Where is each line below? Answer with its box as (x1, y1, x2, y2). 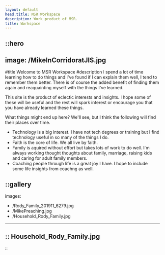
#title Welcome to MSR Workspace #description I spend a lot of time (5, 69, 143, 75)
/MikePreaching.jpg (12, 208, 52, 214)
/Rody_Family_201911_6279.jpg (12, 203, 74, 209)
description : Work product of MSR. (5, 16, 78, 21)
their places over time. (5, 119, 51, 126)
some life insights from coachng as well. (12, 166, 94, 172)
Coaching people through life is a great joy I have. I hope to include (12, 161, 148, 167)
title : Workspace (5, 21, 41, 26)
